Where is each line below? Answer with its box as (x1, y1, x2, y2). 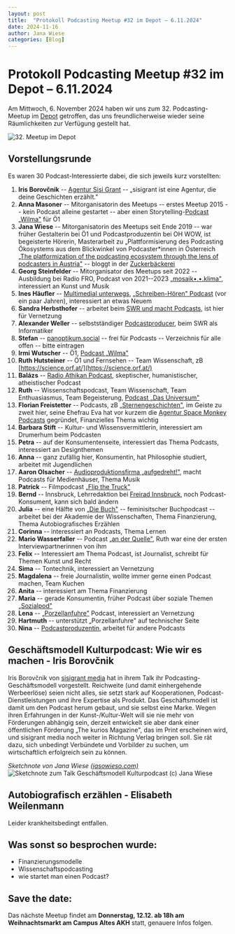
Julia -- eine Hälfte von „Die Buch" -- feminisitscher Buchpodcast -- (17, 504, 215, 513)
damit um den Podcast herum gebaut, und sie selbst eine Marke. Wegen (8, 703, 216, 712)
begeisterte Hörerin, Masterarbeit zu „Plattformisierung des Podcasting (17, 237, 224, 246)
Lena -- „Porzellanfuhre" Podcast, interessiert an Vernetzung (17, 609, 195, 617)
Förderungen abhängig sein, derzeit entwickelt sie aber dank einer (8, 718, 199, 726)
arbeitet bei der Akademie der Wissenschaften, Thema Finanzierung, (17, 512, 217, 521)
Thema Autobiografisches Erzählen (17, 519, 120, 528)
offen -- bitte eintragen (17, 341, 85, 350)
